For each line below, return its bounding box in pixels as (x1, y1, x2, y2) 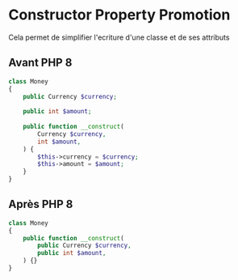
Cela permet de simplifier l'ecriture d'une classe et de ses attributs (8, 32, 230, 42)
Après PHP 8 (8, 197, 73, 211)
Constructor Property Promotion (8, 6, 231, 24)
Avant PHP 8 (8, 56, 73, 70)
